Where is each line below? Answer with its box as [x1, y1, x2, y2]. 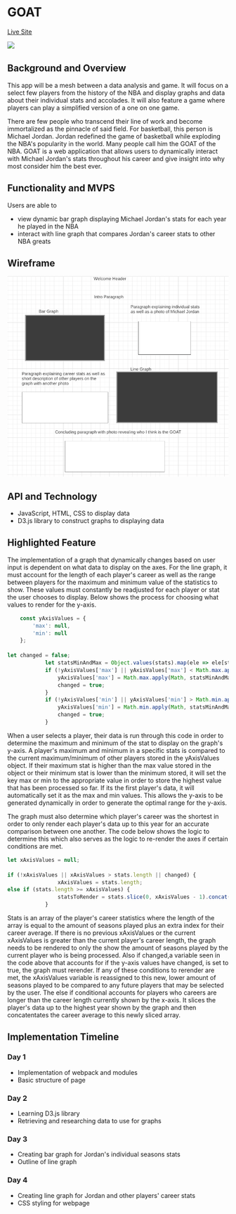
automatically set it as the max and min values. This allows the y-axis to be [7, 791, 223, 799]
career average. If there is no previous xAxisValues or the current [7, 929, 196, 937]
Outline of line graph [17, 1158, 77, 1166]
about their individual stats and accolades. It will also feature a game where [7, 96, 225, 104]
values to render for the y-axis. [7, 600, 97, 609]
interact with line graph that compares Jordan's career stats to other [17, 229, 216, 238]
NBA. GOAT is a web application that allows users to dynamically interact [7, 147, 218, 155]
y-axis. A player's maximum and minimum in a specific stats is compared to [7, 746, 225, 754]
